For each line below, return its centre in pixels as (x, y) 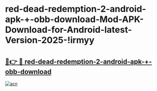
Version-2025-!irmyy (50, 40)
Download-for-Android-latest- (68, 30)
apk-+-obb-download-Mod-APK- (75, 19)
